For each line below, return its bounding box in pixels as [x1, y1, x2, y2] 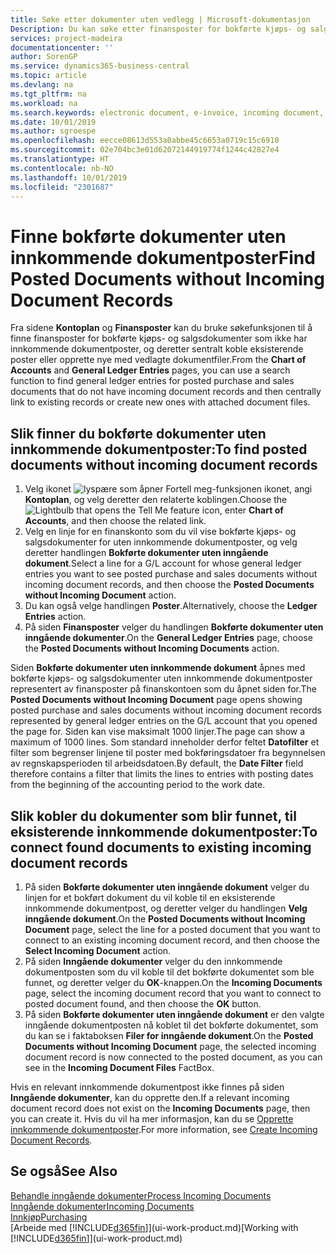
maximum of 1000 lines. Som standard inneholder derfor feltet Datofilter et [10, 736, 320, 748]
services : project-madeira [10, 33, 123, 43]
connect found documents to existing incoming [10, 839, 312, 856]
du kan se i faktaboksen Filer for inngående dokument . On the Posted [24, 1029, 314, 1041]
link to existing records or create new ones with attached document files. [10, 396, 311, 408]
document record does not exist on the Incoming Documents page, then [10, 1102, 311, 1114]
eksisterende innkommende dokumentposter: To [10, 823, 318, 840]
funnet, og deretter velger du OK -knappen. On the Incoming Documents [24, 976, 323, 988]
